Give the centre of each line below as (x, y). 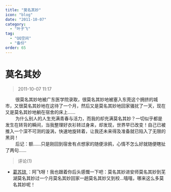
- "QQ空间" (21, 39)
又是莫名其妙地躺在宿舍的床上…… (40, 112)
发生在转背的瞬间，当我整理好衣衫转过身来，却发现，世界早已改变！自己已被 (85, 124)
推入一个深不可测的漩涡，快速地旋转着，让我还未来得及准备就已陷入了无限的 (85, 131)
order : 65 (16, 48)
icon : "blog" (19, 15)
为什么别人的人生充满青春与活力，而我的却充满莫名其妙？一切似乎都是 (89, 118)
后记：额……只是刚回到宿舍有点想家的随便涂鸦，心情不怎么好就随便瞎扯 (90, 144)
